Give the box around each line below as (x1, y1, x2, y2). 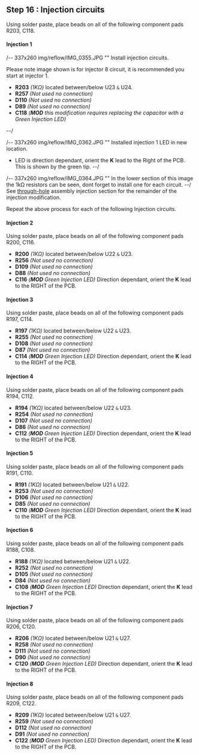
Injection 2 (6, 219, 34, 226)
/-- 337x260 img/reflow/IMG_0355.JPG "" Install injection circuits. (6, 54, 169, 62)
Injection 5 (6, 449, 34, 457)
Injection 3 (6, 296, 34, 303)
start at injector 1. (6, 72, 49, 80)
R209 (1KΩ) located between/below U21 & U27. (14, 711, 131, 718)
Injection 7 (6, 603, 33, 611)
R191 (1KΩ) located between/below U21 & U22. (14, 481, 130, 488)
